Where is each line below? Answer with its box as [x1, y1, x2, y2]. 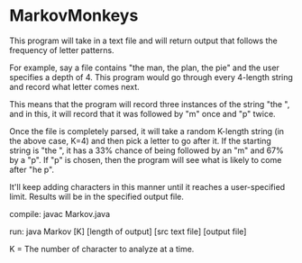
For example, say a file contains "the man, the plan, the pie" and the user [9, 62, 279, 73]
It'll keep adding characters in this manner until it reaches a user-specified [9, 181, 286, 192]
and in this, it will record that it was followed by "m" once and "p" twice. [9, 108, 277, 119]
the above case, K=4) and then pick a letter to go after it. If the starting [9, 135, 272, 146]
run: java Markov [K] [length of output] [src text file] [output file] [9, 226, 247, 237]
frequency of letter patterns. [9, 44, 114, 55]
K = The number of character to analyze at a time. [9, 243, 195, 254]
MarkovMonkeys [9, 5, 139, 26]
